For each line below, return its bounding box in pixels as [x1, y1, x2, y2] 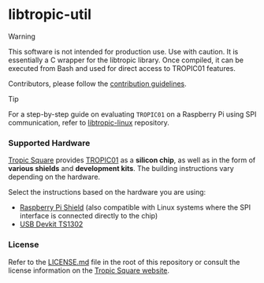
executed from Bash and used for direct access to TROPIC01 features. [8, 63, 236, 73]
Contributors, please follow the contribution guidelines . [8, 79, 187, 88]
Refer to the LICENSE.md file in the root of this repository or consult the [8, 257, 240, 266]
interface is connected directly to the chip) [19, 211, 158, 221]
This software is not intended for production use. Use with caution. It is [8, 47, 239, 56]
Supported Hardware [8, 137, 91, 148]
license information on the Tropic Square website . [8, 266, 170, 275]
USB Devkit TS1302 [19, 219, 84, 229]
